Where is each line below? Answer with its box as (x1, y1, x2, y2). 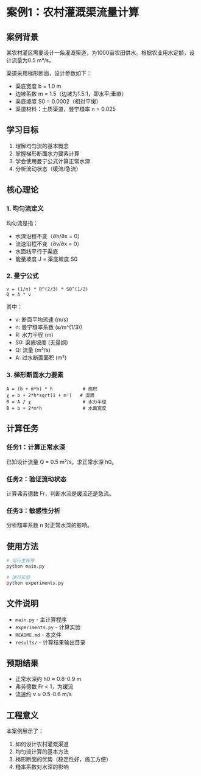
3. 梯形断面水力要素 (6, 370, 64, 379)
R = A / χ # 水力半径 (6, 399, 107, 405)
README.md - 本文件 (15, 631, 62, 638)
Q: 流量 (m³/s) (15, 346, 51, 353)
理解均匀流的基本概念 (15, 142, 69, 149)
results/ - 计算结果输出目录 (15, 638, 86, 646)
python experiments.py (6, 580, 64, 586)
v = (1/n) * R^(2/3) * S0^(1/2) (6, 286, 88, 292)
